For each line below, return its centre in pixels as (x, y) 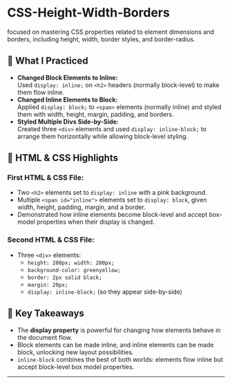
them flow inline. (41, 92)
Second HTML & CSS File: (51, 240)
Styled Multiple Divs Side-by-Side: (68, 122)
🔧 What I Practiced (48, 61)
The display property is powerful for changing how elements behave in (119, 330)
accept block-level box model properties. (76, 367)
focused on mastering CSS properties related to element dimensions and (111, 32)
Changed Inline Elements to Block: (67, 99)
